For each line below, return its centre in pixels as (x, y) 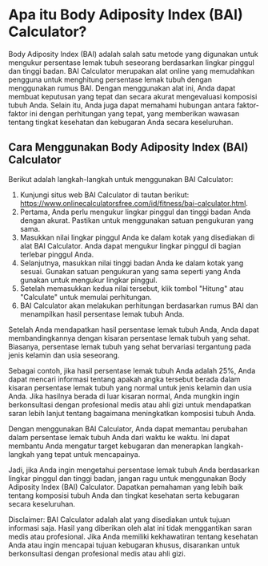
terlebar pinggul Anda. (57, 254)
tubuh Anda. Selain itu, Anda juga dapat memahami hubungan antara (122, 105)
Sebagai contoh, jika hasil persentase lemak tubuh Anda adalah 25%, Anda (132, 370)
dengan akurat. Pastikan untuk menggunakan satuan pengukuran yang (136, 220)
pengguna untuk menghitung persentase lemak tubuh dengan (110, 79)
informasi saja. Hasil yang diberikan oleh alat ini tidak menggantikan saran (130, 528)
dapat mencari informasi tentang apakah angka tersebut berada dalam (124, 379)
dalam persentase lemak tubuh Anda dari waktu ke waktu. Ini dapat (119, 437)
